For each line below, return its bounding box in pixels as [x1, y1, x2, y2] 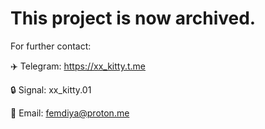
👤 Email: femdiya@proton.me [10, 107, 130, 119]
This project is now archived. [10, 7, 257, 30]
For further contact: [10, 40, 92, 52]
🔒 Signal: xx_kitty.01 [10, 83, 92, 96]
